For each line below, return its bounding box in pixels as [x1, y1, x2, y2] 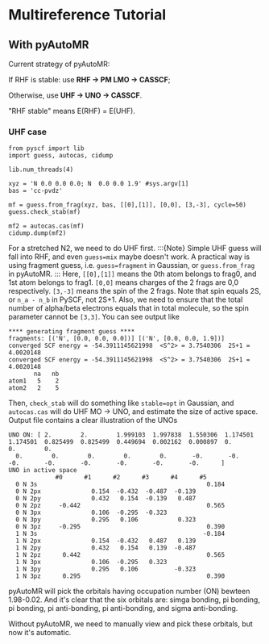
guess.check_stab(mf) [8, 208, 81, 216]
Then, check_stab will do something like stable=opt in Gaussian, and [8, 398, 234, 408]
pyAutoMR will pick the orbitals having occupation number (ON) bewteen [8, 587, 250, 596]
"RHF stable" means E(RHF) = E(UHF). [8, 107, 135, 115]
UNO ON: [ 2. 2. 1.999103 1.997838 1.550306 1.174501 [8, 431, 254, 439]
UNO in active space [8, 466, 78, 475]
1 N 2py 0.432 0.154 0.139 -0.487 [15, 544, 197, 552]
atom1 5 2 [8, 377, 60, 385]
